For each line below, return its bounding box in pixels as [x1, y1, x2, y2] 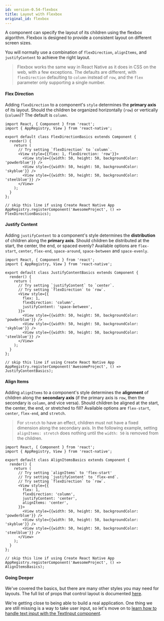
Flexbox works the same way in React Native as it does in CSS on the [17, 64, 156, 70]
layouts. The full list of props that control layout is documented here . [5, 591, 143, 597]
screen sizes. [5, 40, 32, 46]
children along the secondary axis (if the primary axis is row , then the [5, 394, 145, 400]
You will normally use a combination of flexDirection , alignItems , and [5, 49, 147, 55]
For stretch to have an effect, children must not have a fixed [17, 419, 139, 425]
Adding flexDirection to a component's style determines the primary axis [5, 102, 156, 107]
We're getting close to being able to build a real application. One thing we [5, 600, 153, 606]
